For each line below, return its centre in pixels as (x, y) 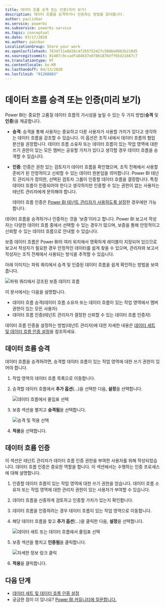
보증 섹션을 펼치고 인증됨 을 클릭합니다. (49, 542)
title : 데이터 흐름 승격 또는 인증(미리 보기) (46, 10)
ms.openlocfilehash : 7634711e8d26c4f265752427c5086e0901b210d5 (71, 51)
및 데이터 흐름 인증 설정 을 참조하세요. (41, 331)
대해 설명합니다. (25, 473)
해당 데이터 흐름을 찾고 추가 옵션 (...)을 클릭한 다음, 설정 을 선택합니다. (78, 521)
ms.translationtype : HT (30, 60)
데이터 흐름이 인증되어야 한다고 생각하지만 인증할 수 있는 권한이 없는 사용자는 (86, 185)
